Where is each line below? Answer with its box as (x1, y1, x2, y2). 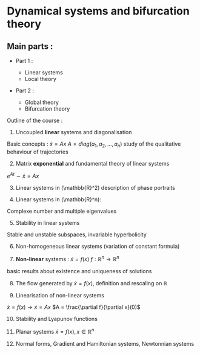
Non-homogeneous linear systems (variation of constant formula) (15, 243, 180, 250)
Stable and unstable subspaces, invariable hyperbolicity (7, 231, 147, 238)
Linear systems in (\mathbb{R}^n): (15, 196, 102, 203)
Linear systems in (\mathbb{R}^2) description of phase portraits (15, 184, 175, 192)
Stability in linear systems (15, 219, 80, 227)
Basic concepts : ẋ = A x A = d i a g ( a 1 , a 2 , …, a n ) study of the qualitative (7, 140, 181, 149)
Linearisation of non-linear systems (15, 292, 105, 299)
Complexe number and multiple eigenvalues (7, 207, 117, 215)
